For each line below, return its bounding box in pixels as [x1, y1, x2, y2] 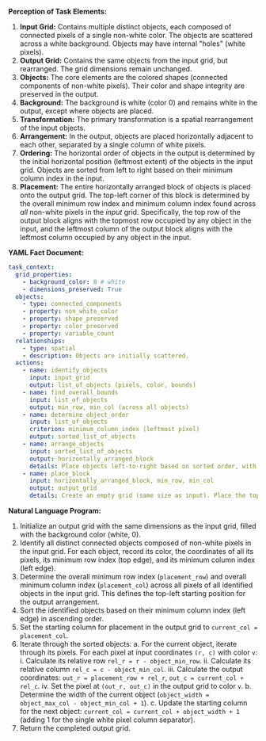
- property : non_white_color [22, 307, 119, 315]
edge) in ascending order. [19, 614, 104, 623]
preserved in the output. [19, 90, 99, 98]
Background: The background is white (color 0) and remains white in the [19, 98, 258, 107]
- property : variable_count [22, 329, 115, 338]
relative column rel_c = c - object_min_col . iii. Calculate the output [19, 665, 243, 674]
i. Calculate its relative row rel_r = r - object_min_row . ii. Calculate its [19, 656, 252, 665]
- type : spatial [22, 344, 77, 352]
